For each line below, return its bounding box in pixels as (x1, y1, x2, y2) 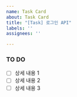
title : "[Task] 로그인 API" (6, 20, 72, 25)
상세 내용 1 (14, 69, 40, 77)
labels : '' (6, 25, 33, 31)
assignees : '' (6, 31, 41, 37)
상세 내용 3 (14, 84, 40, 92)
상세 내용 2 (14, 77, 40, 84)
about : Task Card (6, 14, 49, 20)
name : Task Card (6, 8, 46, 15)
